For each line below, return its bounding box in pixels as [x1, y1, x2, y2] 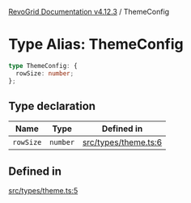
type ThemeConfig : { [8, 61, 79, 70]
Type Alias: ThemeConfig [8, 36, 184, 53]
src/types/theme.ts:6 [82, 137, 163, 148]
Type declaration [8, 99, 95, 112]
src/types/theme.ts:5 [8, 186, 79, 196]
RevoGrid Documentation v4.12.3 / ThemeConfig [8, 7, 170, 16]
